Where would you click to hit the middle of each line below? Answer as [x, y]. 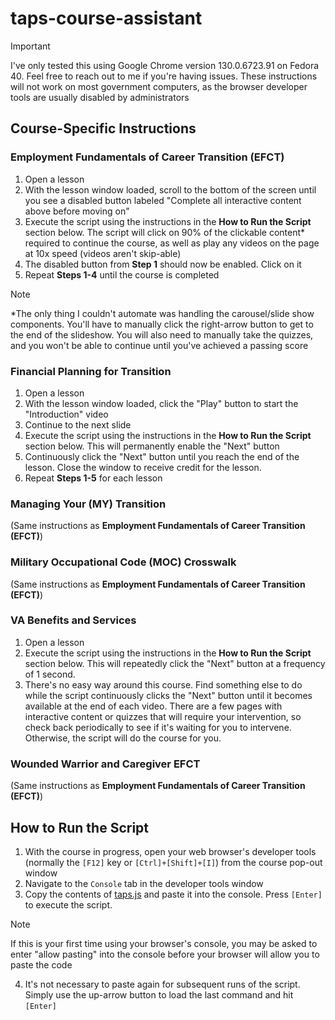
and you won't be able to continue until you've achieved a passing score [159, 345]
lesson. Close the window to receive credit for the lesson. [143, 467]
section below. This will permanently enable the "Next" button [152, 446]
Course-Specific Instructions [103, 128]
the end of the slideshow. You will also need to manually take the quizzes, [162, 334]
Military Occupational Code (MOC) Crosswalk [123, 562]
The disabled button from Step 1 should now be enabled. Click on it [163, 264]
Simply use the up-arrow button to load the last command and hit [159, 994]
